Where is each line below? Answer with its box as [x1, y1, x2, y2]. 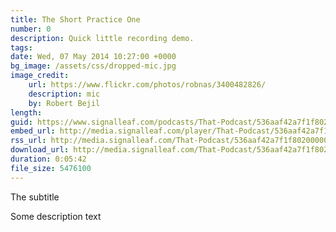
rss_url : [10, 136, 47, 146]
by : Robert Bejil [28, 98, 101, 108]
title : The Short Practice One [10, 14, 141, 25]
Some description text [10, 210, 102, 222]
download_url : [10, 145, 70, 155]
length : [10, 107, 43, 118]
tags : [10, 42, 33, 53]
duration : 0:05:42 [10, 154, 87, 164]
